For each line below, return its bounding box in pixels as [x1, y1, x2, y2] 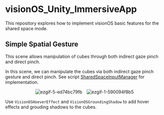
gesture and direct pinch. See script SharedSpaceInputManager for [5, 74, 145, 80]
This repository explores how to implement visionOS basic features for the [5, 20, 159, 26]
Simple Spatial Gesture [5, 40, 78, 49]
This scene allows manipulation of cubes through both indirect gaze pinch [5, 53, 158, 59]
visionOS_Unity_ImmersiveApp [5, 4, 137, 15]
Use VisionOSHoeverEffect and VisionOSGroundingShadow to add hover [5, 98, 149, 104]
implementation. [5, 79, 39, 85]
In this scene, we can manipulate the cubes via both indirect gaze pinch [5, 68, 154, 74]
